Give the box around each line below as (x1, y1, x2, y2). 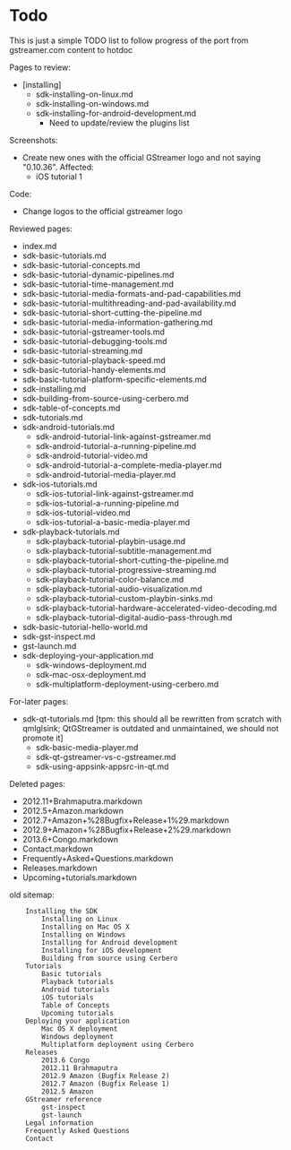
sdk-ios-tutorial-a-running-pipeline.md (35, 497, 179, 508)
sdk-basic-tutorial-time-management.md (21, 279, 175, 290)
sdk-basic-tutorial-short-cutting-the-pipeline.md (21, 307, 202, 318)
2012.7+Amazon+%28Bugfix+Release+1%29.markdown (21, 815, 230, 826)
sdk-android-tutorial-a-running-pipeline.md (35, 440, 197, 451)
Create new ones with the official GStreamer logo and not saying (21, 151, 261, 162)
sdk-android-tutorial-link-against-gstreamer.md (35, 431, 211, 442)
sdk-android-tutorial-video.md (35, 450, 149, 461)
